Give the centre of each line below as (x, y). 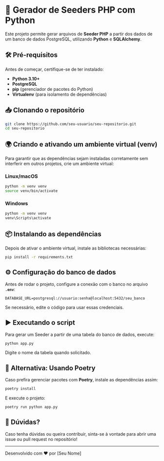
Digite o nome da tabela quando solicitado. (48, 353)
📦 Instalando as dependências (53, 234)
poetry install (20, 389)
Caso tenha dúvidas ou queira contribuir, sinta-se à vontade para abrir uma (81, 434)
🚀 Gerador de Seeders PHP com (70, 10)
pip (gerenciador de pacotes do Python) (52, 89)
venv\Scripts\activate (28, 218)
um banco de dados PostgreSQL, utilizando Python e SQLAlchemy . (73, 39)
